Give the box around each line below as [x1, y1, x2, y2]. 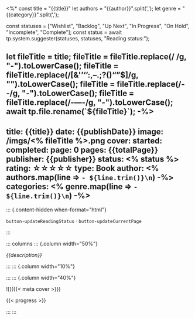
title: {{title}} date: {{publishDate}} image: [6, 126, 164, 136]
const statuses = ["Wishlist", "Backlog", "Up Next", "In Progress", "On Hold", [6, 23, 190, 29]
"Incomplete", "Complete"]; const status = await [6, 29, 122, 36]
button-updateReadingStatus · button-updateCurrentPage [6, 218, 142, 225]
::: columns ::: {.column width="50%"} [6, 240, 98, 248]
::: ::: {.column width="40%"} [6, 275, 76, 282]
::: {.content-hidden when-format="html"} [6, 206, 107, 213]
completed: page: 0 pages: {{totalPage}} [6, 145, 159, 155]
